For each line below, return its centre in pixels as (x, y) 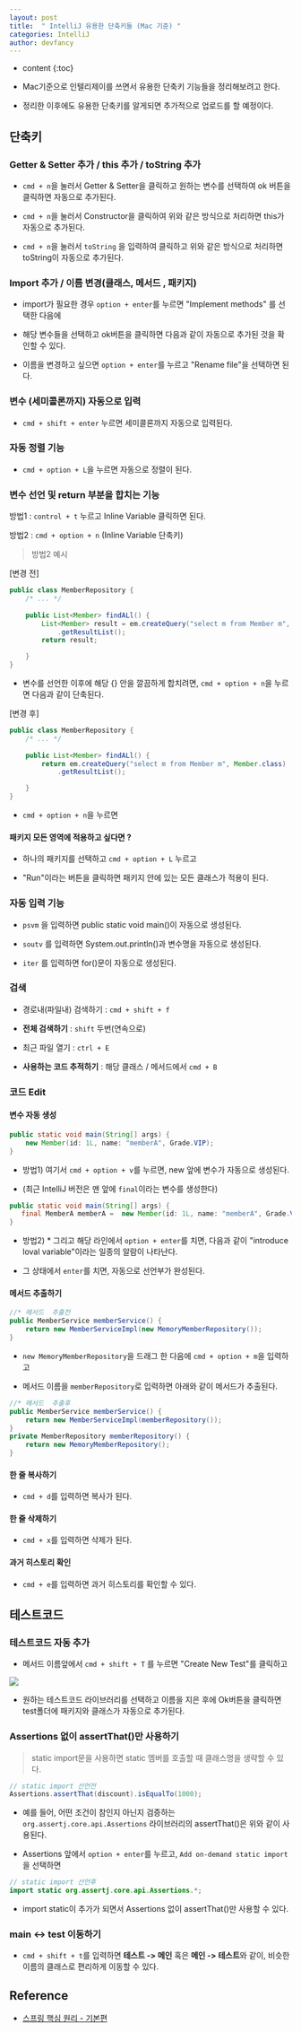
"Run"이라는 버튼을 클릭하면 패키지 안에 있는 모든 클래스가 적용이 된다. (145, 878)
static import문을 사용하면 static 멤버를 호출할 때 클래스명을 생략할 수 (153, 1757)
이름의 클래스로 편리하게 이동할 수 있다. (90, 1967)
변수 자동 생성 (33, 1115)
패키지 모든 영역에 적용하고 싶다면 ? (70, 837)
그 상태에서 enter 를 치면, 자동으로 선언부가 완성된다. (113, 1271)
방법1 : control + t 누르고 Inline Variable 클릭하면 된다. (107, 516)
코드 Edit (28, 1092)
